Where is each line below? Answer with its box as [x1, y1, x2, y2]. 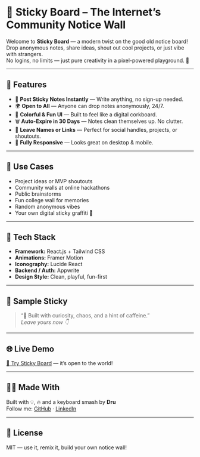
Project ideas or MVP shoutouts [14, 177, 93, 184]
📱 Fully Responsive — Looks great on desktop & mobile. [14, 138, 154, 146]
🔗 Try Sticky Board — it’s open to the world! [6, 360, 113, 366]
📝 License [6, 428, 43, 438]
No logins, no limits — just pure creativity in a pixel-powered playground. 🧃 [6, 57, 189, 64]
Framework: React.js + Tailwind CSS [14, 248, 105, 255]
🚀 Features [6, 80, 47, 90]
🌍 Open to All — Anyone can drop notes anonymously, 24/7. [14, 102, 165, 109]
